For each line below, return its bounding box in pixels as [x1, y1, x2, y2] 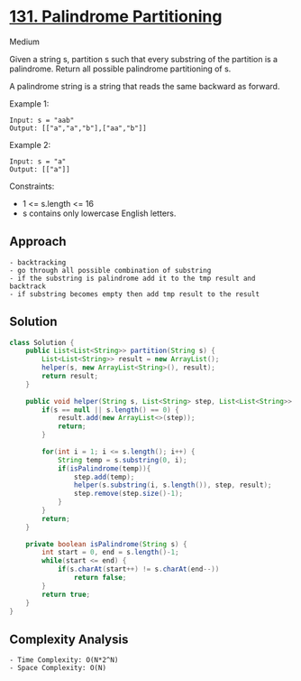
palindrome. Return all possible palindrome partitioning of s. [9, 63, 232, 74]
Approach [9, 234, 67, 249]
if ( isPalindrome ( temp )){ [57, 463, 151, 473]
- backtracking [9, 257, 67, 267]
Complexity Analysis [9, 631, 129, 647]
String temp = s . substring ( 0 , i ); [57, 455, 187, 464]
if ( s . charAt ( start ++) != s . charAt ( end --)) [57, 564, 220, 574]
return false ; [73, 574, 127, 583]
